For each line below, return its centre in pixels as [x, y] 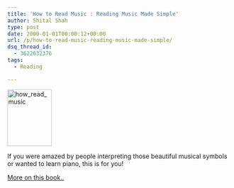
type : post [23, 27]
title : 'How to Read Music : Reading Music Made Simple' [93, 14]
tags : [15, 60]
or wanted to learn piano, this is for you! [66, 163]
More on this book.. [36, 177]
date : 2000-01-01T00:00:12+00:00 [57, 34]
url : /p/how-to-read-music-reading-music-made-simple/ [90, 40]
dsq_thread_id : [30, 47]
